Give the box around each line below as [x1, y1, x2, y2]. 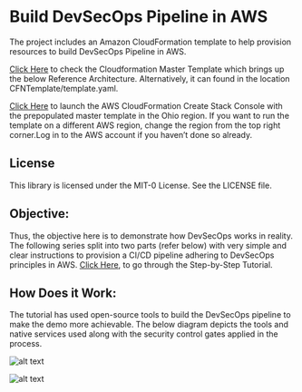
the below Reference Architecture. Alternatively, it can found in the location [9, 73, 290, 83]
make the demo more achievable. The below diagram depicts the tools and [9, 319, 288, 330]
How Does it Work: [9, 285, 117, 300]
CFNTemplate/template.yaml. [9, 83, 119, 93]
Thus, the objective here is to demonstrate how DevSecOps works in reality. [9, 230, 293, 241]
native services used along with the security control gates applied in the [9, 328, 278, 339]
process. [9, 338, 43, 349]
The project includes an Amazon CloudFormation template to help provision [9, 36, 292, 47]
